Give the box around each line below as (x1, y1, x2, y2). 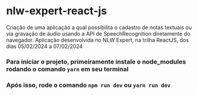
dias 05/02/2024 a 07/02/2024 (6, 43, 83, 50)
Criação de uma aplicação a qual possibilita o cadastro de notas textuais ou (6, 24, 192, 31)
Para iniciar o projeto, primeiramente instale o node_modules (6, 58, 186, 66)
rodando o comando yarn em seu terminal (6, 65, 129, 73)
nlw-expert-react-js (6, 4, 107, 18)
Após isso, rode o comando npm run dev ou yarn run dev (6, 81, 171, 89)
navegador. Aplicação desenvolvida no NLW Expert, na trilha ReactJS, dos (6, 36, 189, 43)
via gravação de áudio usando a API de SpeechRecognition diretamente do (6, 30, 191, 37)
